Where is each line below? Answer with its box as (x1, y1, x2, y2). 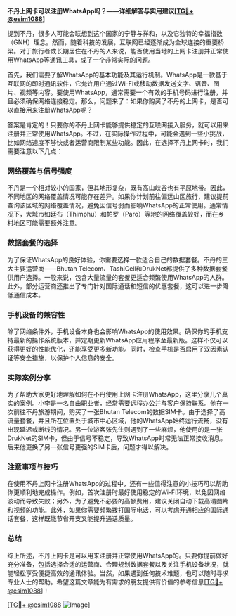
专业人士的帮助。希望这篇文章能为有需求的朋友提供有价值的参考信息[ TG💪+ (7, 577, 223, 586)
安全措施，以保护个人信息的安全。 (19, 353, 118, 361)
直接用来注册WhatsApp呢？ (13, 105, 93, 114)
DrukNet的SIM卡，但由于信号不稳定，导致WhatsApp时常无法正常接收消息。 (7, 434, 227, 442)
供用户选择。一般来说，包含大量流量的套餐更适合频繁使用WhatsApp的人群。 (7, 273, 228, 281)
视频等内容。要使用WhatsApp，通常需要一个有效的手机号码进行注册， (19, 88, 223, 96)
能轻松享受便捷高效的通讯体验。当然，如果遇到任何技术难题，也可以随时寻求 (7, 569, 229, 577)
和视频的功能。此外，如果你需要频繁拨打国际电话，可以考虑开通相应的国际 (7, 506, 223, 514)
